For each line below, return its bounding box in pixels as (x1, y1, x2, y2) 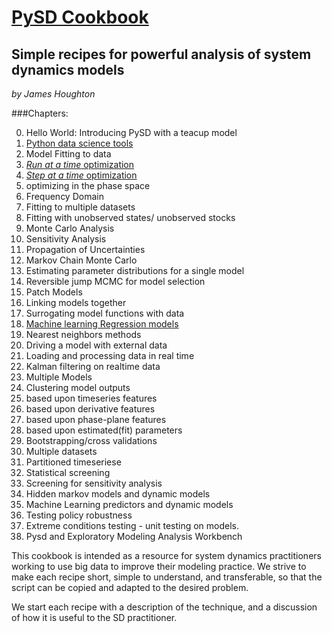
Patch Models (25, 286, 83, 298)
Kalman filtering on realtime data (25, 361, 161, 372)
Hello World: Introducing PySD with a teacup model (25, 127, 238, 138)
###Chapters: (11, 107, 69, 119)
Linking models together (25, 297, 127, 308)
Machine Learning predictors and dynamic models (25, 499, 234, 510)
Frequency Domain (25, 191, 104, 202)
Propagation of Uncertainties (25, 244, 146, 255)
